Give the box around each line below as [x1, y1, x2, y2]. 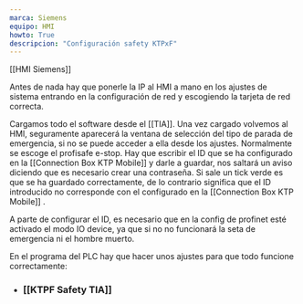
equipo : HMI [9, 22, 55, 31]
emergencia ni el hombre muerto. [9, 234, 135, 245]
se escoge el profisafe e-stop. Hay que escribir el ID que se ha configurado [9, 148, 294, 159]
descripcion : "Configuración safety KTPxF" [9, 38, 178, 48]
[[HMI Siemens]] [9, 64, 71, 75]
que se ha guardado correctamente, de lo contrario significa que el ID [9, 177, 272, 188]
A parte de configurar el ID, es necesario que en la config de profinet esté [9, 214, 287, 225]
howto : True [9, 30, 55, 39]
